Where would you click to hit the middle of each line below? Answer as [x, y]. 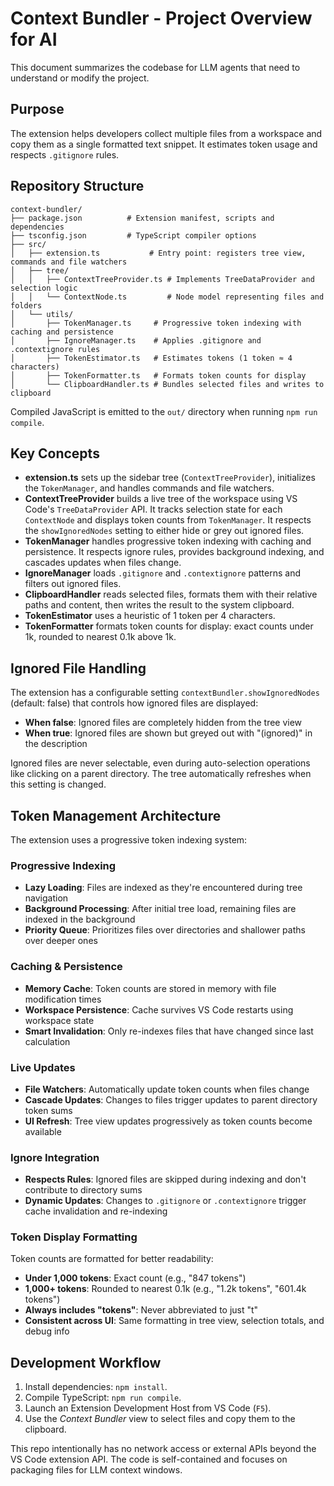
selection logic [44, 288]
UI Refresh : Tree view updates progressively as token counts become [168, 1121]
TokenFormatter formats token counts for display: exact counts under [169, 626]
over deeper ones [61, 941]
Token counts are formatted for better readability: [112, 1259]
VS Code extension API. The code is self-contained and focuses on [149, 1459]
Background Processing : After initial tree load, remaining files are [160, 909]
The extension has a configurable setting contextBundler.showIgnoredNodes [165, 693]
